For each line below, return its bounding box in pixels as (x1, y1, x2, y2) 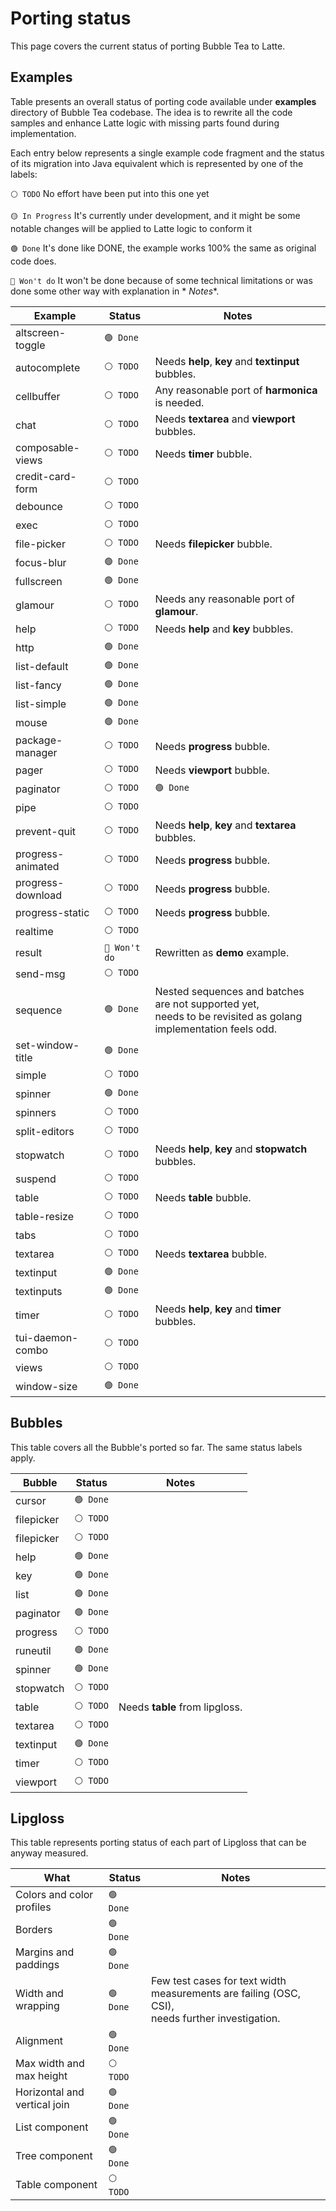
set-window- (15, 1038, 80, 1052)
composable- (15, 440, 80, 454)
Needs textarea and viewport (154, 412, 296, 426)
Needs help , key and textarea (154, 818, 297, 832)
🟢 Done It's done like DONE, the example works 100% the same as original (10, 242, 317, 254)
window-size (15, 1379, 78, 1393)
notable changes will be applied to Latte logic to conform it (10, 222, 253, 234)
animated (15, 859, 60, 873)
